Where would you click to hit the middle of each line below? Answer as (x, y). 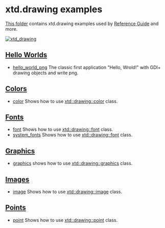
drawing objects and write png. (45, 73)
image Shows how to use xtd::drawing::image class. (67, 192)
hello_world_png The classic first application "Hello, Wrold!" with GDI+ (87, 67)
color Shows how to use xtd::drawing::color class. (65, 101)
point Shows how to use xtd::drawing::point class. (65, 220)
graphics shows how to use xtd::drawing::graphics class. (73, 163)
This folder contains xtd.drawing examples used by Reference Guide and (82, 24)
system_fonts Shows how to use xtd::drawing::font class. (73, 135)
